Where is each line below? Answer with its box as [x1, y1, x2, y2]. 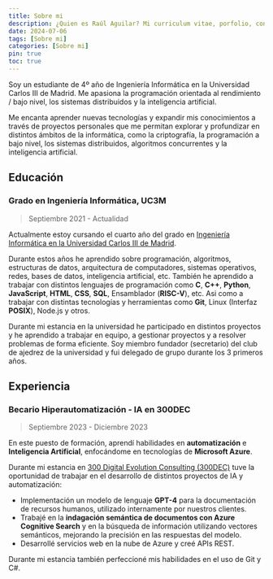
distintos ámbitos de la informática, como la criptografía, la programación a [8, 129, 260, 139]
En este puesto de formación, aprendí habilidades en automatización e [8, 438, 247, 448]
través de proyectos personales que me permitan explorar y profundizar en [8, 121, 260, 131]
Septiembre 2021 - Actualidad [28, 213, 128, 224]
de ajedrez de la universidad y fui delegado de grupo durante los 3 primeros [8, 347, 263, 357]
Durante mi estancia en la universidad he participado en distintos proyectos [8, 321, 262, 331]
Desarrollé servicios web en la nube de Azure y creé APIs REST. [19, 538, 235, 549]
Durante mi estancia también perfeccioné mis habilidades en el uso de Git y [8, 555, 262, 564]
